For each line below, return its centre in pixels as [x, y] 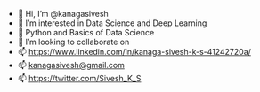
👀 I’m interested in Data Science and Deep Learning [112, 23]
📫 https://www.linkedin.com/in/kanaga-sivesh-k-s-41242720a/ [134, 52]
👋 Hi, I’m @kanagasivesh [63, 14]
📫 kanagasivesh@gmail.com [71, 65]
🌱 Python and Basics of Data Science [86, 32]
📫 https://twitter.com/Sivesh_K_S [79, 78]
